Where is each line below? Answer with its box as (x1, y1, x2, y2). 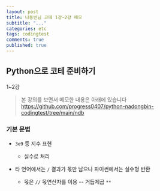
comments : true (6, 37, 44, 43)
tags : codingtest (6, 31, 50, 37)
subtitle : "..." (6, 20, 47, 26)
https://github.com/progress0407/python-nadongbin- (20, 103, 154, 110)
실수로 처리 (23, 153, 50, 160)
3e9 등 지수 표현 (14, 139, 52, 147)
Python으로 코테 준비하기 (6, 66, 96, 76)
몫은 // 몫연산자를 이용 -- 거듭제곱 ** (23, 178, 112, 185)
